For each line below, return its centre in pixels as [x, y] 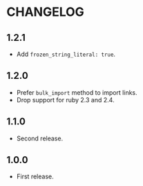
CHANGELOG [45, 12]
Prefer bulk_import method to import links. [77, 92]
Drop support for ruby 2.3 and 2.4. [65, 100]
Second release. [40, 138]
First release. [35, 176]
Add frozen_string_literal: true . [66, 54]
